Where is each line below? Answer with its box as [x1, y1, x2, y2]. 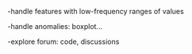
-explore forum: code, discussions [7, 37, 120, 46]
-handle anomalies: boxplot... [7, 22, 103, 31]
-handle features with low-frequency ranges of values [7, 7, 184, 16]
